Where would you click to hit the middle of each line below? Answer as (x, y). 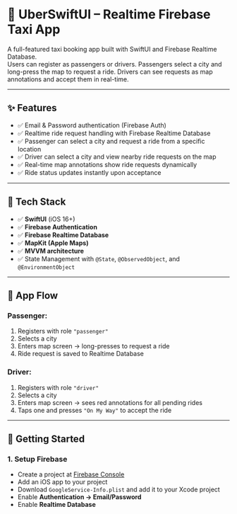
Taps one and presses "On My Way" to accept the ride (95, 410)
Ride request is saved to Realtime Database (81, 354)
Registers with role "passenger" (63, 331)
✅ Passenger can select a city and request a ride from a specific (111, 141)
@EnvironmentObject (46, 267)
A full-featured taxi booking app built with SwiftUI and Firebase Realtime (112, 49)
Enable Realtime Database (57, 505)
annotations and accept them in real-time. (68, 79)
